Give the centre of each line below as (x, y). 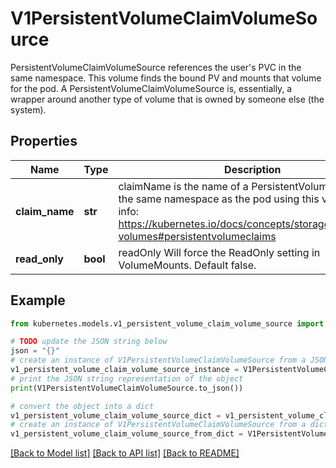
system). (28, 109)
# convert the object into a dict (82, 406)
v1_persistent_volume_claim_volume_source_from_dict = (127, 434)
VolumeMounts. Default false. (187, 265)
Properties (44, 141)
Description (253, 169)
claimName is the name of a (183, 186)
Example (38, 300)
